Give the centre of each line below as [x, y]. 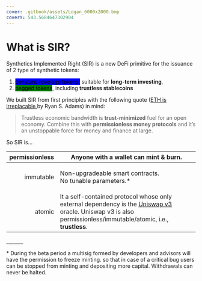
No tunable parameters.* [95, 181]
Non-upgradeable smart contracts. [109, 173]
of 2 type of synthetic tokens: [43, 70]
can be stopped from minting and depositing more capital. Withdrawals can [99, 266]
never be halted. [26, 273]
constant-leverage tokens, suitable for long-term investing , [89, 82]
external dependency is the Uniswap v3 [116, 204]
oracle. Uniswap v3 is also [97, 212]
